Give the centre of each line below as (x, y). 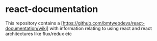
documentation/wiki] (27, 28)
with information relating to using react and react (101, 28)
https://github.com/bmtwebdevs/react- (104, 23)
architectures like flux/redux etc (39, 33)
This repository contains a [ (34, 23)
